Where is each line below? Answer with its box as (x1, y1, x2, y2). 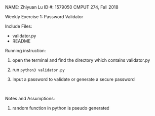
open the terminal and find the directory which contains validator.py (12, 57, 151, 63)
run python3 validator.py (12, 67, 65, 73)
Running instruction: (5, 48, 46, 53)
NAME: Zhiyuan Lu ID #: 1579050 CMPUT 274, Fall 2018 (5, 4, 118, 10)
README (12, 38, 31, 44)
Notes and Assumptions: (5, 96, 55, 101)
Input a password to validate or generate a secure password (12, 77, 135, 82)
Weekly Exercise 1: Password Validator (5, 14, 83, 19)
